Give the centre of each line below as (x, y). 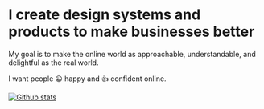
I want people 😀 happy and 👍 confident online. (87, 79)
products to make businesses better (132, 32)
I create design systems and (105, 15)
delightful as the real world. (54, 63)
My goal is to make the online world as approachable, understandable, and (132, 54)
